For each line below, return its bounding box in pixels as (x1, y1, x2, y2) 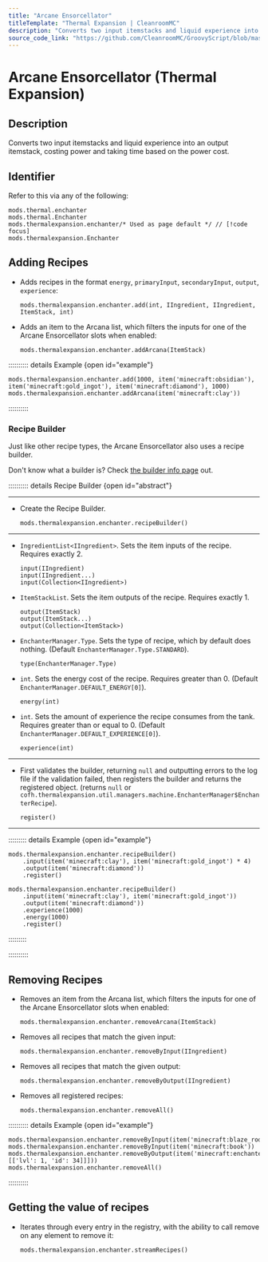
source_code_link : (8, 34, 69, 42)
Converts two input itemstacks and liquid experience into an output (8, 138, 229, 148)
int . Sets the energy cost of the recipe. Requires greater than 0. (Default (19, 674, 258, 683)
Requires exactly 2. (19, 549, 84, 559)
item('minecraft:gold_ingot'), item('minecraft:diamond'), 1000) (8, 382, 230, 390)
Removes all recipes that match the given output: (19, 1061, 181, 1070)
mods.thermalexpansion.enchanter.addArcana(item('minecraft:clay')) (8, 389, 241, 398)
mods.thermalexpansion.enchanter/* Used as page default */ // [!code (8, 220, 248, 228)
